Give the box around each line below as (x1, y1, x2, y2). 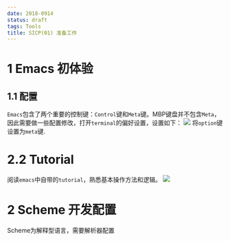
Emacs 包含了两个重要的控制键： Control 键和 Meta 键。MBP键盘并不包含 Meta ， (7, 110, 220, 118)
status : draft (7, 17, 48, 23)
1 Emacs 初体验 (7, 61, 94, 76)
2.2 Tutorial (7, 152, 74, 167)
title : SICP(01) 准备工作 (7, 29, 78, 36)
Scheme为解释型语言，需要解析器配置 (7, 227, 115, 235)
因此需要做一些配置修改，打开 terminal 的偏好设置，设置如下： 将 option (7, 118, 218, 127)
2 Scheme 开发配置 (7, 202, 117, 218)
